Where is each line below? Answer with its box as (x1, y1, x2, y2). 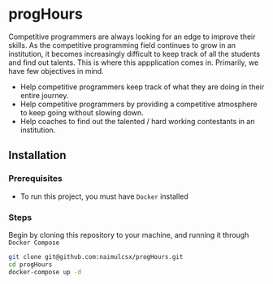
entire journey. (19, 90, 69, 100)
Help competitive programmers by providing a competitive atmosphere (19, 99, 258, 109)
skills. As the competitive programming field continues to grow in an (8, 40, 236, 49)
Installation (8, 148, 67, 162)
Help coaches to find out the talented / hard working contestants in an (19, 116, 255, 126)
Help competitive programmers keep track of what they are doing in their (19, 82, 265, 92)
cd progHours (8, 260, 53, 269)
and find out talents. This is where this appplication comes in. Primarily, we (8, 58, 259, 67)
